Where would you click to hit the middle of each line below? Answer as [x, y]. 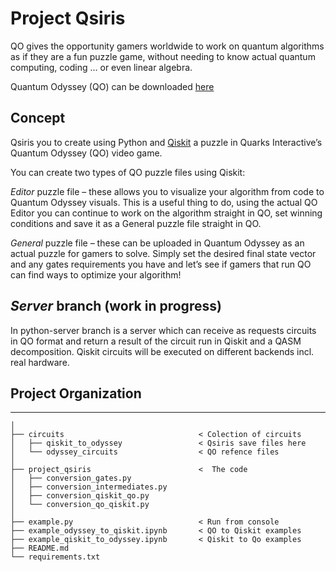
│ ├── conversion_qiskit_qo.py [80, 496]
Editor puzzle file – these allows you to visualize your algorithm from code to [167, 191]
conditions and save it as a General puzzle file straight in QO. [136, 223]
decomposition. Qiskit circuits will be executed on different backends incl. [162, 351]
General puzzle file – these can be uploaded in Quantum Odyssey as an [157, 243]
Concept [38, 118]
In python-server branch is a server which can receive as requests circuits [163, 330]
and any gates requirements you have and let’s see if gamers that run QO [161, 264]
